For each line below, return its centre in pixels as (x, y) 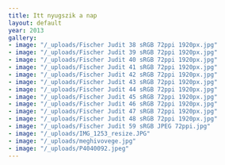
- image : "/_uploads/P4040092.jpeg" (69, 148)
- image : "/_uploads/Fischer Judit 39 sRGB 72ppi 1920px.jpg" (113, 52)
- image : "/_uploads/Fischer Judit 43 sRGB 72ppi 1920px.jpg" (113, 82)
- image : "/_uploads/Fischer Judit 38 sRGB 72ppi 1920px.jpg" (113, 45)
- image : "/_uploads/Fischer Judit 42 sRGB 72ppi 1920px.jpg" (113, 75)
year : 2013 (26, 30)
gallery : (23, 38)
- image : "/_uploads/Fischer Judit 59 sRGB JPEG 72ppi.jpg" (110, 126)
